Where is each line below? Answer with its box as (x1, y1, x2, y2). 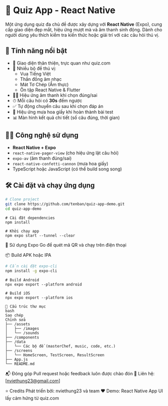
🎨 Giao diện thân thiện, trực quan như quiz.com (12, 60, 111, 66)
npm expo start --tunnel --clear (5, 233, 75, 238)
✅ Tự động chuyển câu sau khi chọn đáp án (12, 103, 104, 109)
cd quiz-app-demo (5, 206, 42, 211)
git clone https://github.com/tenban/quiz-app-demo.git (5, 202, 125, 207)
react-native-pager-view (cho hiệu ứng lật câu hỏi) (12, 150, 119, 156)
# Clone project (5, 197, 39, 202)
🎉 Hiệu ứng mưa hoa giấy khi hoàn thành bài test (12, 108, 114, 115)
